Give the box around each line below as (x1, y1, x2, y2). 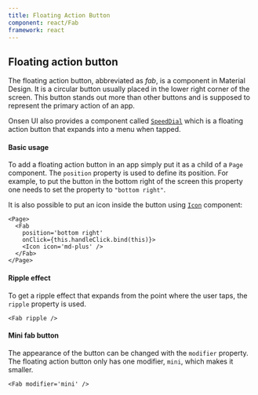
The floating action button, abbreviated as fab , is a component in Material (8, 76, 245, 86)
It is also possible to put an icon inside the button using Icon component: (8, 200, 243, 210)
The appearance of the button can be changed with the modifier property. (8, 348, 249, 357)
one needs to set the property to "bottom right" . (8, 185, 166, 195)
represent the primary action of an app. (8, 101, 136, 111)
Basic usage (8, 142, 49, 152)
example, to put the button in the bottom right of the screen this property (8, 177, 243, 186)
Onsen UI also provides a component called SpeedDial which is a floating (8, 116, 244, 126)
